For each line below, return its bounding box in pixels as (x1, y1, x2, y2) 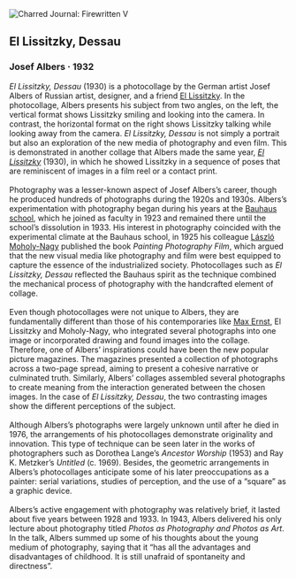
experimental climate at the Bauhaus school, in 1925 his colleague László (9, 231, 275, 242)
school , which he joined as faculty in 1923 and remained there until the (9, 212, 267, 223)
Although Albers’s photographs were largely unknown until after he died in (9, 420, 279, 430)
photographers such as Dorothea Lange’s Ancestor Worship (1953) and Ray (9, 447, 285, 459)
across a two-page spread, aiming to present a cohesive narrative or (9, 363, 259, 374)
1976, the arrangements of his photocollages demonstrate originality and (9, 428, 274, 439)
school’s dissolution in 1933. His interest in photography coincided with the (9, 221, 281, 233)
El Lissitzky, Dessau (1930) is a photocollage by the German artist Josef (9, 81, 271, 91)
